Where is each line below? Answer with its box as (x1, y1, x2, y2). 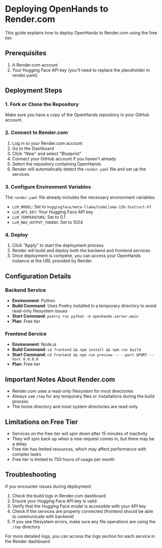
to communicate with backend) (12, 514, 74, 519)
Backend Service (5, 287, 46, 293)
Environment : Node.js (12, 342, 57, 347)
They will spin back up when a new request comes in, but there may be (12, 436, 155, 442)
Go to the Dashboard (12, 145, 54, 151)
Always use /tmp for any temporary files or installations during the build (12, 394, 155, 399)
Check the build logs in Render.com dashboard (12, 493, 106, 498)
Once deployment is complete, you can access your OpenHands (12, 253, 141, 258)
